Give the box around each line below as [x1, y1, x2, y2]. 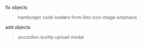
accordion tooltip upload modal [17, 34, 84, 40]
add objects [5, 24, 31, 30]
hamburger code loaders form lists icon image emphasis [17, 14, 137, 20]
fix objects [5, 5, 28, 10]
